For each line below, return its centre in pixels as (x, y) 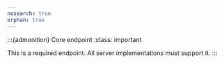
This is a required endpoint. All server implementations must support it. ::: (112, 53)
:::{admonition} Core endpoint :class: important (74, 39)
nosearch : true (29, 13)
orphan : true (26, 20)
